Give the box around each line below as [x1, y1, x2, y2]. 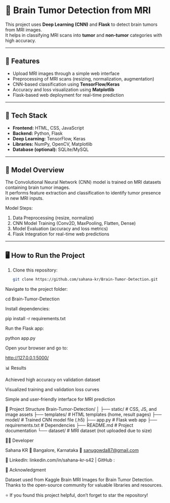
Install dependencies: [5, 306, 50, 312]
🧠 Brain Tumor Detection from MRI [5, 5, 151, 16]
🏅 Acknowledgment [5, 467, 47, 473]
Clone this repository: [12, 267, 58, 273]
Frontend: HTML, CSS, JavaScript [12, 125, 84, 131]
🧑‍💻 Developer [5, 438, 34, 444]
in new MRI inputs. [5, 195, 44, 202]
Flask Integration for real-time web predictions [12, 231, 110, 237]
